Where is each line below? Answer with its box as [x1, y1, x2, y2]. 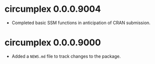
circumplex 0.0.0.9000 [4, 37, 101, 48]
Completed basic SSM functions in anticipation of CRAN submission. [11, 20, 151, 26]
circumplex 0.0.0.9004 [4, 3, 101, 15]
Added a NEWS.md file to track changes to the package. [11, 53, 121, 59]
